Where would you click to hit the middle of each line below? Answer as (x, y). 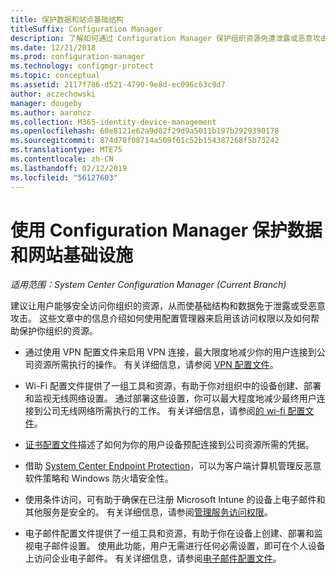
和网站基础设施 (72, 255)
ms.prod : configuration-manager (77, 57)
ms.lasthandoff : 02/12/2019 (69, 168)
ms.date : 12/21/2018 (53, 47)
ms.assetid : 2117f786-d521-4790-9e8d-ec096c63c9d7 (118, 85)
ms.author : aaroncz (51, 112)
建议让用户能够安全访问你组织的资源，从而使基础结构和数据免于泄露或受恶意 (168, 306)
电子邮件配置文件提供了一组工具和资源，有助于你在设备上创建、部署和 (169, 533)
